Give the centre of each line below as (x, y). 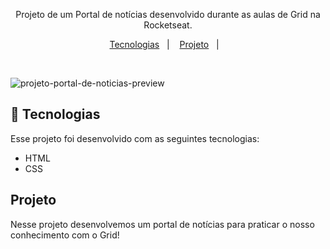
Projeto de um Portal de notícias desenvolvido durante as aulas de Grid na (168, 14)
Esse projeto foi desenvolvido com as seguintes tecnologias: (135, 138)
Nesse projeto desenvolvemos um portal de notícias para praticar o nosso (162, 224)
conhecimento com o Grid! (65, 235)
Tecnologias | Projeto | (164, 44)
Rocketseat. (168, 25)
